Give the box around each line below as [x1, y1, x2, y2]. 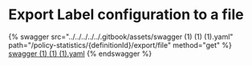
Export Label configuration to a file [8, 6, 244, 24]
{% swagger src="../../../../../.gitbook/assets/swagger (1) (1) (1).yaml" [8, 32, 234, 41]
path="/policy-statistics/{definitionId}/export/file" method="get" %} [8, 40, 233, 49]
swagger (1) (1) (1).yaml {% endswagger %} [8, 49, 152, 58]
